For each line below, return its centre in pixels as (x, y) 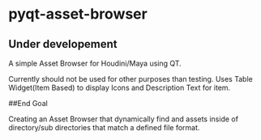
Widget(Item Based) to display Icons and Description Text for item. (120, 87)
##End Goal (28, 103)
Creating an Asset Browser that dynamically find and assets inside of (124, 119)
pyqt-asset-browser (78, 14)
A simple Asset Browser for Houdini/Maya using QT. (95, 63)
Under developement (63, 44)
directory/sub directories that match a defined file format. (104, 127)
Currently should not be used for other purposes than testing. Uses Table (130, 79)
